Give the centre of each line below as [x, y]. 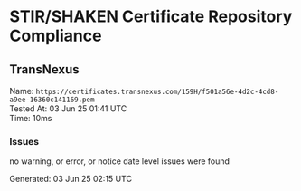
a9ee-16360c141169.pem [52, 100]
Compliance [56, 36]
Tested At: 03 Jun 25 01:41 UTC [68, 109]
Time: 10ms [31, 118]
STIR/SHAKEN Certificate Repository [151, 17]
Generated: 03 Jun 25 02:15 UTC [71, 179]
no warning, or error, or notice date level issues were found [120, 161]
